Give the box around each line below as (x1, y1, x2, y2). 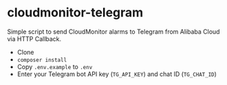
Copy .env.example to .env (17, 62, 93, 71)
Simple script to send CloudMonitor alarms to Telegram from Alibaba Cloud (7, 27, 220, 36)
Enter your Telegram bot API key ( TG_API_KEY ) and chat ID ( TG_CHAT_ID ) (17, 70, 217, 78)
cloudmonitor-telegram (7, 5, 144, 21)
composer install (17, 56, 67, 63)
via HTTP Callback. (7, 34, 62, 42)
